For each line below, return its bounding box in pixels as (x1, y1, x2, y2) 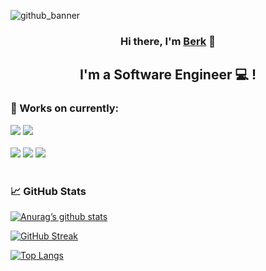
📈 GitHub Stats (10, 184, 87, 198)
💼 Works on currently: (10, 101, 120, 115)
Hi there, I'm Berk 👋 (120, 34, 216, 48)
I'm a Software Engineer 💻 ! (79, 66, 257, 84)
